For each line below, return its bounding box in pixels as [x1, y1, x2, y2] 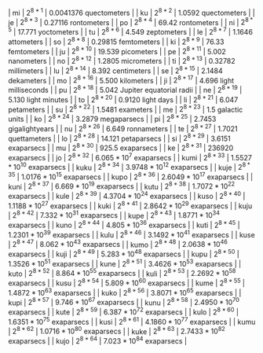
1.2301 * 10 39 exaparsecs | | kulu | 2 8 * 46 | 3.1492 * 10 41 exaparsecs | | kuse [8, 229, 255, 239]
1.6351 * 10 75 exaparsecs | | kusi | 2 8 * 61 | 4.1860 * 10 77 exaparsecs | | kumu [8, 316, 256, 326]
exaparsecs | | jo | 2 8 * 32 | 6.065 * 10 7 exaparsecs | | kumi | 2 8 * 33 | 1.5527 [8, 151, 253, 162]
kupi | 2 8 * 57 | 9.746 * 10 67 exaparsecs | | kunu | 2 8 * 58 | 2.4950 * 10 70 [8, 296, 239, 307]
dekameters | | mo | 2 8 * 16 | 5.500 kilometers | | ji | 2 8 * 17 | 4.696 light [8, 74, 235, 85]
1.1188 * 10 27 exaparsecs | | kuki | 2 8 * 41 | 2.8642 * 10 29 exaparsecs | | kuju [8, 200, 253, 211]
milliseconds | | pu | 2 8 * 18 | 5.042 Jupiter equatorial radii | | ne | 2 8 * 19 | [8, 84, 243, 94]
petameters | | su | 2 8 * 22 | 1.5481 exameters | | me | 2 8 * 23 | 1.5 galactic [8, 103, 243, 114]
